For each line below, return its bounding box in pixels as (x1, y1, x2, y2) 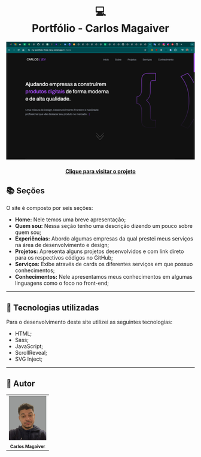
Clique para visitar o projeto (65, 167, 136, 175)
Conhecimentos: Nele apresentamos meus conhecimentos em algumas (14, 273, 193, 281)
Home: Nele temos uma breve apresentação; (14, 216, 126, 223)
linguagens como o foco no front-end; (14, 279, 109, 287)
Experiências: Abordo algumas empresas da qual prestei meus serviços (14, 235, 193, 242)
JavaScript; (14, 343, 44, 350)
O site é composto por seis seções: (6, 205, 93, 212)
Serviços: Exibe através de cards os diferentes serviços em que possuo (14, 261, 193, 268)
